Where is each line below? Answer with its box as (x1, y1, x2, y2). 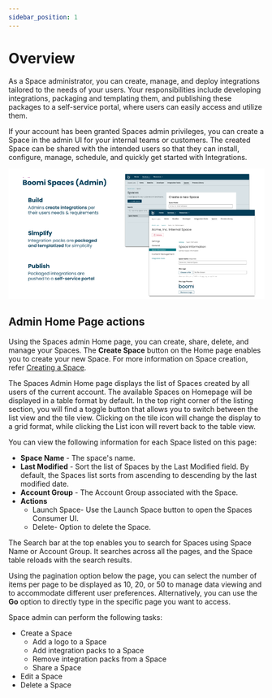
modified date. (19, 479, 69, 488)
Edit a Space (19, 671, 63, 681)
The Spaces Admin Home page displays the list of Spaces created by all (8, 378, 250, 388)
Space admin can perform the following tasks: (8, 612, 162, 622)
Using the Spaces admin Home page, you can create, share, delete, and (8, 336, 249, 346)
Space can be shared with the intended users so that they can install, (8, 143, 240, 154)
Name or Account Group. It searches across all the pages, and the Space (8, 546, 253, 556)
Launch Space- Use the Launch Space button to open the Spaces (32, 505, 253, 514)
